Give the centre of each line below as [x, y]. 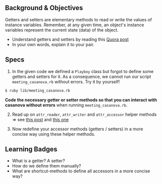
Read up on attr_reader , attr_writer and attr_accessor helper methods [84, 114]
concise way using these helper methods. [54, 134]
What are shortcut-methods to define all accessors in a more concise [81, 171]
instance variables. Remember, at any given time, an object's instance [74, 25]
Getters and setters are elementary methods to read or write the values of [79, 19]
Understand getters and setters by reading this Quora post [70, 39]
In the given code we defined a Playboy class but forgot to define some [83, 71]
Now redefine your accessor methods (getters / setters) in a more [78, 129]
